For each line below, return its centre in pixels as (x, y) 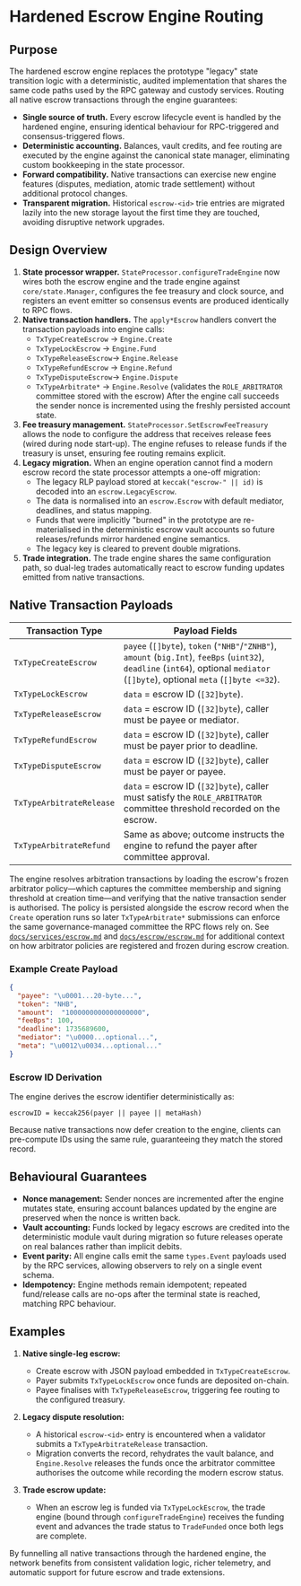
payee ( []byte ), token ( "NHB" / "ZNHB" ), (201, 645)
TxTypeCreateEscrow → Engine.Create (104, 338)
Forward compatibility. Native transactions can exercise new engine (149, 174)
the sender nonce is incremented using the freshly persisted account (163, 405)
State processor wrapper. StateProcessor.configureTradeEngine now (151, 272)
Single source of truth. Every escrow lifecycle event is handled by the (152, 117)
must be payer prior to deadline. (191, 745)
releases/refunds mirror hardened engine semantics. (133, 539)
